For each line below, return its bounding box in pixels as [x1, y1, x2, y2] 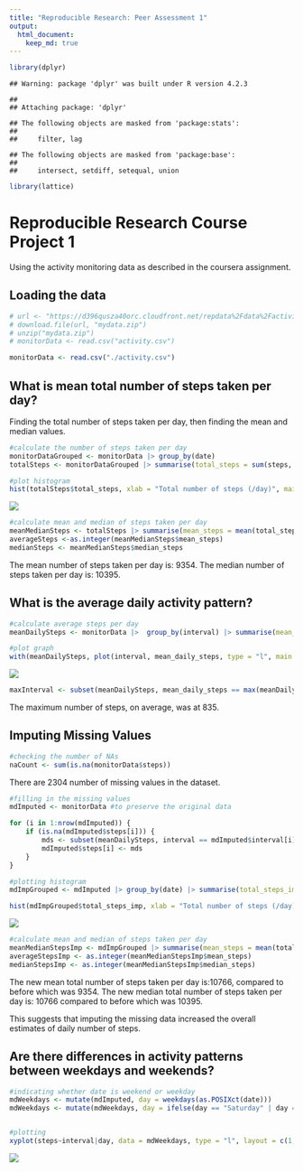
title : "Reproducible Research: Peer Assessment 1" [9, 13, 207, 23]
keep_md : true [25, 38, 78, 48]
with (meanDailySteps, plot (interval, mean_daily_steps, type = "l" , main [9, 652, 293, 662]
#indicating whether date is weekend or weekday [9, 1087, 196, 1096]
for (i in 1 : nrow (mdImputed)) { [9, 819, 131, 828]
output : [9, 22, 39, 31]
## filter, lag [9, 135, 83, 144]
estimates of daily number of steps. [9, 1022, 142, 1034]
